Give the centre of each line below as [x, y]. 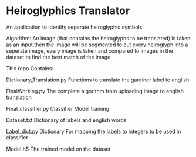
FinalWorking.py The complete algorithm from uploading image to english [95, 91]
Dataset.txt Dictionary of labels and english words [66, 120]
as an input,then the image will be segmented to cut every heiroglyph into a [97, 45]
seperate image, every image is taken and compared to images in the [89, 50]
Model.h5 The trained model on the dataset [58, 149]
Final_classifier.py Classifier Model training [58, 108]
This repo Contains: [30, 68]
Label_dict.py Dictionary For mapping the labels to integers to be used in [94, 131]
